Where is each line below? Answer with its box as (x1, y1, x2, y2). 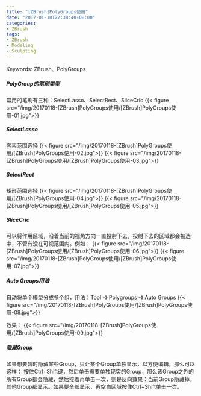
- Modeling (6, 43, 34, 49)
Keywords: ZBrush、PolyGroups (6, 65, 86, 72)
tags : (6, 31, 20, 37)
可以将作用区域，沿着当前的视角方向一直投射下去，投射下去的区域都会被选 (6, 232, 191, 239)
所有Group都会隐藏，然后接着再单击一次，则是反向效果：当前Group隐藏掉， (6, 375, 196, 383)
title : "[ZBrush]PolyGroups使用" (6, 8, 88, 15)
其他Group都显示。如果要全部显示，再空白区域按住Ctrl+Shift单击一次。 (6, 383, 182, 390)
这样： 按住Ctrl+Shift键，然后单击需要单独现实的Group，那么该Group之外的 (6, 368, 194, 375)
